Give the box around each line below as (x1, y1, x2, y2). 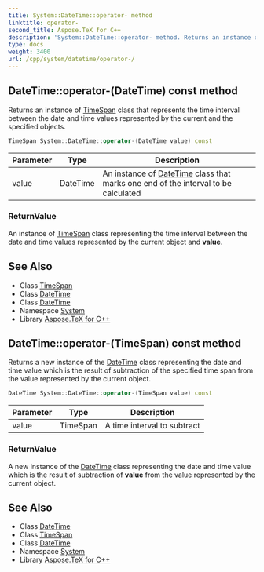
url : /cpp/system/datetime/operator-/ (8, 56, 135, 64)
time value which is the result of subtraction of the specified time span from (8, 366, 254, 375)
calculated (102, 188, 141, 199)
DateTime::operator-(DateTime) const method (8, 84, 238, 98)
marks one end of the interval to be (102, 177, 232, 188)
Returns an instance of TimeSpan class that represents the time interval (8, 105, 240, 115)
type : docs (8, 41, 44, 49)
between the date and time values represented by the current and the (8, 113, 233, 122)
